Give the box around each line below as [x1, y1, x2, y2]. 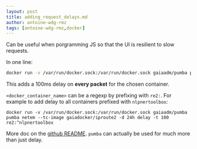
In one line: [6, 59, 33, 66]
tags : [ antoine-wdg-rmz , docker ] [6, 25, 85, 31]
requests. [6, 48, 29, 55]
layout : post [6, 8, 38, 15]
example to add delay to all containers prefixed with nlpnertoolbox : [6, 98, 168, 106]
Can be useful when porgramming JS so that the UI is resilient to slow [6, 41, 175, 48]
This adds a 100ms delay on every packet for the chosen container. [6, 80, 170, 88]
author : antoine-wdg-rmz [6, 19, 67, 25]
